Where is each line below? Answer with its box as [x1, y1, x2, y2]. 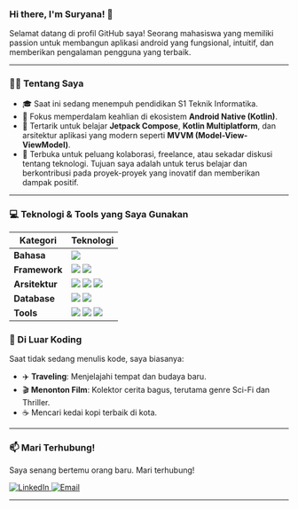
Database [13, 292, 56, 304]
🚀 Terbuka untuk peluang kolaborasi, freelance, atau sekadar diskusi [21, 148, 273, 159]
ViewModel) [21, 139, 69, 150]
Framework [13, 263, 63, 276]
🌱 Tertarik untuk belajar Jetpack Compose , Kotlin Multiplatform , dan [21, 120, 277, 131]
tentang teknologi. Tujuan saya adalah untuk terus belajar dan [21, 158, 247, 169]
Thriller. [21, 397, 51, 408]
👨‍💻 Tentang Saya [9, 77, 84, 90]
